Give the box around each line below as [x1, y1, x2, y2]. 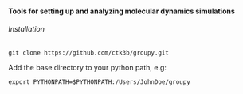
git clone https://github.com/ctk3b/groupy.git [8, 48, 170, 57]
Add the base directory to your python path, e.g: [8, 62, 167, 72]
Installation [8, 24, 45, 34]
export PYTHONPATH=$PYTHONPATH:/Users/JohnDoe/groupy [8, 77, 191, 86]
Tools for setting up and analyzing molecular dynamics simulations [8, 6, 235, 16]
